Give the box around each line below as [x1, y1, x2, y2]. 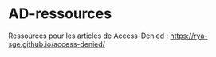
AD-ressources [8, 5, 112, 23]
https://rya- [170, 31, 208, 40]
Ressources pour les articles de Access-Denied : [8, 31, 169, 40]
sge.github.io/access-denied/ [8, 39, 106, 48]
